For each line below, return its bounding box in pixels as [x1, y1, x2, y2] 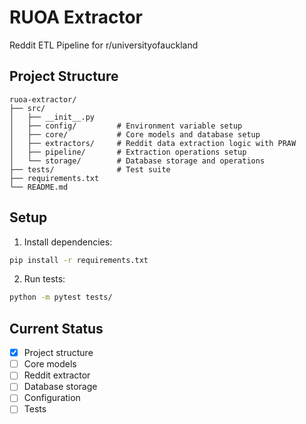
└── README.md [9, 182, 69, 192]
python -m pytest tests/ [9, 292, 113, 303]
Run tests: [23, 273, 66, 285]
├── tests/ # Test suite [9, 164, 171, 175]
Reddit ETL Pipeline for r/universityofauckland [9, 39, 199, 51]
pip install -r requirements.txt [9, 255, 149, 265]
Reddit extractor [23, 369, 91, 381]
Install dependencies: [23, 236, 113, 248]
